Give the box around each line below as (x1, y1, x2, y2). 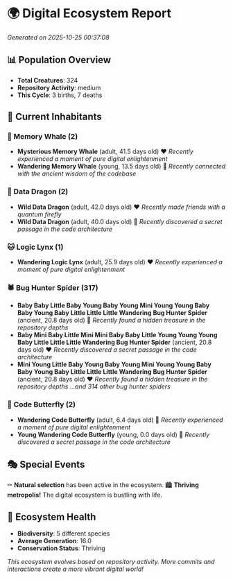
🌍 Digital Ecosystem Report (7, 6, 172, 22)
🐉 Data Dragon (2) (7, 187, 69, 196)
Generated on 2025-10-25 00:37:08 (7, 33, 110, 42)
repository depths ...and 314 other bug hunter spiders (17, 382, 171, 391)
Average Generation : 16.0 (17, 537, 92, 545)
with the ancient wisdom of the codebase (17, 169, 137, 178)
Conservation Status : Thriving (17, 544, 105, 552)
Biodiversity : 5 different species (17, 529, 110, 538)
